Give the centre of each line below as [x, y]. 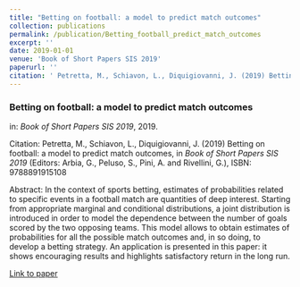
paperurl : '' [33, 68]
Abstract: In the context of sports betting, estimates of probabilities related [146, 190]
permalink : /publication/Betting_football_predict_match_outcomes [135, 34]
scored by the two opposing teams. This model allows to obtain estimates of [150, 228]
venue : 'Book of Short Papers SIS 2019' [86, 59]
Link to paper [33, 274]
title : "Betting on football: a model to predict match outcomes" [135, 17]
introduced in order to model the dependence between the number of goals [148, 218]
